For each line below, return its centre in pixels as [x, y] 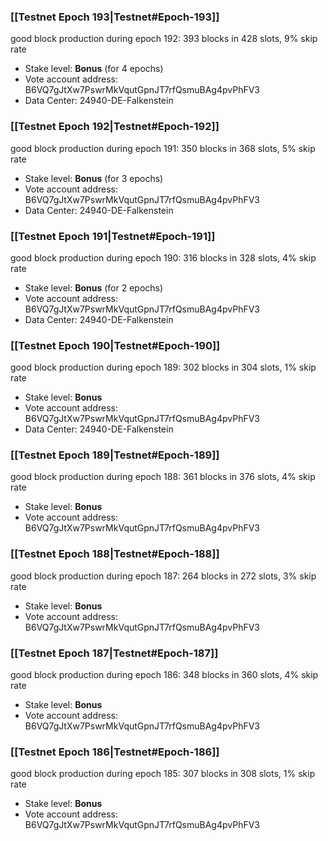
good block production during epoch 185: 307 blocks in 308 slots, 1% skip [163, 774]
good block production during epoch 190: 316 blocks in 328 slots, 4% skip [163, 257]
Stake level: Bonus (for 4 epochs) [94, 69]
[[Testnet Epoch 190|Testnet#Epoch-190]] [115, 345]
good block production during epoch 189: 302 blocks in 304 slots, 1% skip [163, 367]
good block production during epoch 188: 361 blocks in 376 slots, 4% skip [163, 477]
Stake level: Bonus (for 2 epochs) [94, 287]
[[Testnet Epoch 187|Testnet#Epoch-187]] [114, 653]
